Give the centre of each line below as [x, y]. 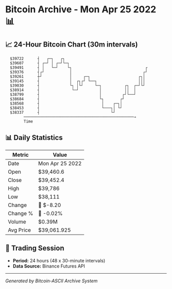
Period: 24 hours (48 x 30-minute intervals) [59, 260]
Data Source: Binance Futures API [49, 266]
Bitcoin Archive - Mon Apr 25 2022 [81, 9]
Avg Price [19, 230]
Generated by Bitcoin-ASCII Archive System [51, 281]
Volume [17, 221]
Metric [21, 155]
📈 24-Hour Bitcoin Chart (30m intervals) [72, 44]
